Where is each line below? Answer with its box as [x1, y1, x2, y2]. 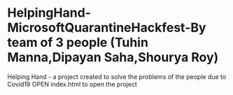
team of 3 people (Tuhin [7, 35, 149, 50]
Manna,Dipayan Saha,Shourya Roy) [7, 50, 219, 66]
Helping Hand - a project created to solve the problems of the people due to [7, 72, 227, 81]
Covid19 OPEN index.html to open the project [7, 80, 138, 88]
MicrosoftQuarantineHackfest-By [7, 20, 206, 36]
